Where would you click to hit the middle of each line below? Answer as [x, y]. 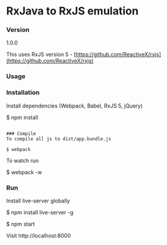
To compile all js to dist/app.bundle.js [59, 139]
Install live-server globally [38, 201]
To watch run [23, 160]
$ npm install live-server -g [40, 212]
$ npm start [20, 224]
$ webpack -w [24, 172]
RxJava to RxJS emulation [72, 11]
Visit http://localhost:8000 [38, 236]
